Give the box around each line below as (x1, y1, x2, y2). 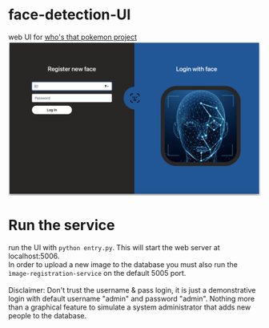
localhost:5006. (8, 251, 60, 261)
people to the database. (8, 310, 87, 320)
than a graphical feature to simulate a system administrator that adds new (8, 302, 251, 312)
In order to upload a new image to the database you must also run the (8, 259, 238, 269)
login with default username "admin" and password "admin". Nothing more (8, 294, 255, 303)
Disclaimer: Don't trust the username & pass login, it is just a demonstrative (8, 285, 256, 294)
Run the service (8, 217, 115, 234)
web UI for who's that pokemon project (8, 32, 138, 42)
